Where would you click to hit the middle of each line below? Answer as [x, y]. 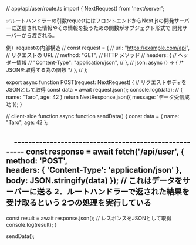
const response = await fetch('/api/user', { [105, 152]
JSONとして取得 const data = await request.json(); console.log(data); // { [94, 90]
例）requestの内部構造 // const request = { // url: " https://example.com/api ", [98, 48]
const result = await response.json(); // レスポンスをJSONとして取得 [89, 218]
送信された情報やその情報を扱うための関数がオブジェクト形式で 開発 [99, 28]
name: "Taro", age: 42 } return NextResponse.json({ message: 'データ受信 [95, 97]
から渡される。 [39, 35]
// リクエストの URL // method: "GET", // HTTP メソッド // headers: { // [92, 55]
